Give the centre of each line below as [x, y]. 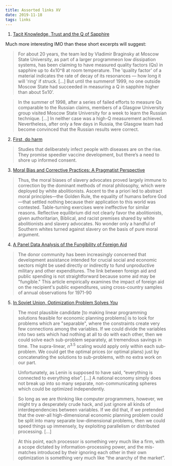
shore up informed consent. [47, 160]
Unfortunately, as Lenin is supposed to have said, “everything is [85, 373]
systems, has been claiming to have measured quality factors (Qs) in [90, 65]
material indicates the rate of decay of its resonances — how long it [89, 76]
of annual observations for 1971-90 [55, 293]
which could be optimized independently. [61, 389]
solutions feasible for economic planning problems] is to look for [86, 318]
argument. [29, 235]
